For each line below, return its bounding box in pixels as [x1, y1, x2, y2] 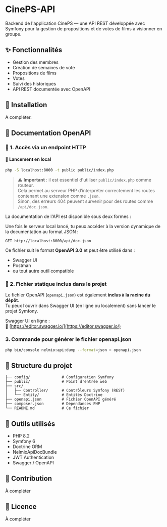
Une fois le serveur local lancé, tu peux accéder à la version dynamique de [5, 223, 160, 229]
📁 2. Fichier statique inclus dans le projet [5, 280, 107, 287]
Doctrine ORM [12, 444, 42, 450]
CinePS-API [5, 4, 55, 15]
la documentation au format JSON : [5, 229, 79, 235]
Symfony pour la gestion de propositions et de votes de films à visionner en [5, 25, 162, 31]
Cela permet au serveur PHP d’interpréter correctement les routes [17, 187, 155, 193]
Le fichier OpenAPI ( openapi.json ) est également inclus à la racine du [5, 292, 150, 298]
